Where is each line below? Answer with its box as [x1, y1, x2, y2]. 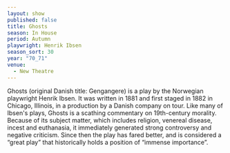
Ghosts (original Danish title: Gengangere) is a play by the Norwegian [7, 87, 204, 95]
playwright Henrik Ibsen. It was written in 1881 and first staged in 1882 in [7, 94, 213, 102]
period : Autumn [7, 36, 51, 43]
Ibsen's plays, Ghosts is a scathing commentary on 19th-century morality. [7, 108, 217, 117]
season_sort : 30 [7, 49, 54, 56]
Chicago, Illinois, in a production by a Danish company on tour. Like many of [7, 101, 223, 110]
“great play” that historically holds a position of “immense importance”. [7, 138, 209, 146]
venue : [7, 61, 26, 68]
